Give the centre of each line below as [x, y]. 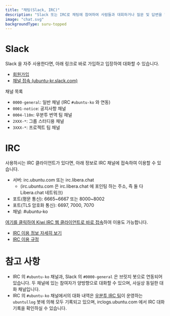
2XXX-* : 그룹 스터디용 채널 [38, 121]
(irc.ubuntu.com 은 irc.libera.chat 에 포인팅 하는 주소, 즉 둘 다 [81, 186]
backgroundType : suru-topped [36, 24]
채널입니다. [29, 289]
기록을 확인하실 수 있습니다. [40, 308]
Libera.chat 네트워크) [41, 193]
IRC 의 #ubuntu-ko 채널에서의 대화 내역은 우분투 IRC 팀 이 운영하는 [78, 296]
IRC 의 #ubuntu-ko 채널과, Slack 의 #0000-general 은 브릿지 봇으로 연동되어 [88, 277]
